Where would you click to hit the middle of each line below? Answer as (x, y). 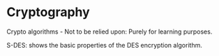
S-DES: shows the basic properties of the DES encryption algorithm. (105, 45)
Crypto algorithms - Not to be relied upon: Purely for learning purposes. (109, 31)
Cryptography (48, 12)
